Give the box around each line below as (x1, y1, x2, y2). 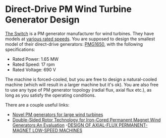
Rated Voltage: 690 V (12, 66, 56, 73)
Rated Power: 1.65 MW (12, 56, 59, 62)
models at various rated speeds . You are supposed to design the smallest (5, 36, 155, 42)
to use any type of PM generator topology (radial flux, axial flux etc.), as (5, 87, 152, 93)
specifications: (5, 46, 36, 52)
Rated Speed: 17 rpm (12, 61, 55, 67)
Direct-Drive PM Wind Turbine (5, 3, 132, 15)
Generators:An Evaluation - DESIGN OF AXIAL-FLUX (12, 122, 118, 128)
